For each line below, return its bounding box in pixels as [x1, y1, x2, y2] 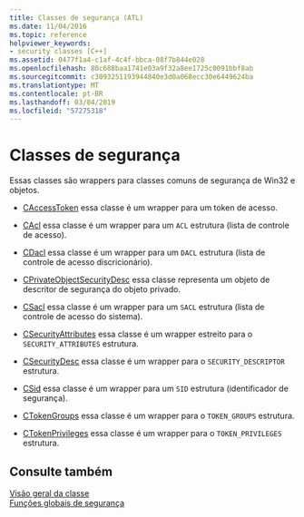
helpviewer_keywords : [9, 38, 92, 48]
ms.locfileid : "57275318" [9, 106, 107, 115]
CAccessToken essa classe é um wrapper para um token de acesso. [22, 202, 279, 213]
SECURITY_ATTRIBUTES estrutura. [22, 338, 139, 349]
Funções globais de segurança [9, 498, 125, 508]
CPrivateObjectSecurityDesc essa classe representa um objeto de [22, 274, 270, 286]
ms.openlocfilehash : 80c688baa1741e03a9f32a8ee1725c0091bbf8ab [9, 64, 254, 73]
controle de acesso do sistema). [22, 311, 143, 322]
